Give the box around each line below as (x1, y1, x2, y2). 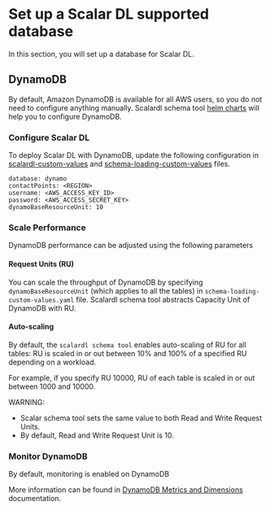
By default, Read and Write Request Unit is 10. (20, 430, 174, 440)
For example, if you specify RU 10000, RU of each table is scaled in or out (8, 373, 255, 382)
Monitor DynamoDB (8, 451, 88, 462)
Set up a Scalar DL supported (8, 5, 210, 24)
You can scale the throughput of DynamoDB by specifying (8, 277, 203, 287)
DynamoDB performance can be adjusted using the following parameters (8, 241, 254, 251)
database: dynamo (8, 175, 67, 183)
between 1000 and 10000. (8, 381, 96, 391)
